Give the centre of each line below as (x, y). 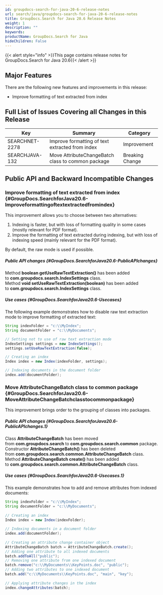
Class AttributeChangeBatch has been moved (52, 438)
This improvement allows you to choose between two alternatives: (71, 215)
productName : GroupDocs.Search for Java (47, 37)
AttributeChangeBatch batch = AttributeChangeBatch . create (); (69, 547)
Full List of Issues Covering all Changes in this (76, 112)
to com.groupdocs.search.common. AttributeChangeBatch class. (72, 464)
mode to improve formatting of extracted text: (51, 317)
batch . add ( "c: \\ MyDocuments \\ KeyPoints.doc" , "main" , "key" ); (69, 574)
